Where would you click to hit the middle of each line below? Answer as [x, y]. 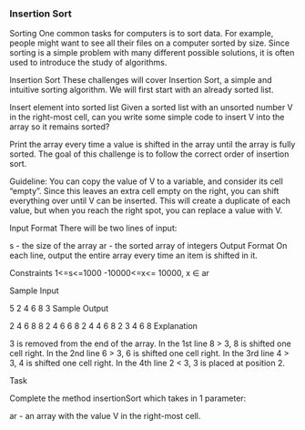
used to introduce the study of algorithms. [88, 63]
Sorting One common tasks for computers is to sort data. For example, [142, 34]
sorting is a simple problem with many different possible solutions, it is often [152, 53]
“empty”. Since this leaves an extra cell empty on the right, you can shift [144, 191]
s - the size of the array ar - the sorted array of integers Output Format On [148, 246]
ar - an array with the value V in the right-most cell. [105, 416]
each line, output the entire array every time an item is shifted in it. [133, 256]
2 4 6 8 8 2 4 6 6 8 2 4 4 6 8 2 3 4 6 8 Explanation [104, 326]
